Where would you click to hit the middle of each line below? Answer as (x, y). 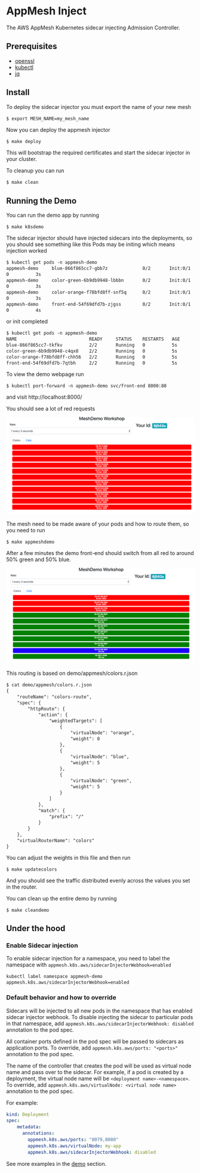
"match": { (52, 810)
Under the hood (36, 928)
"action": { (53, 715)
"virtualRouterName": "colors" (56, 840)
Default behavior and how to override (61, 998)
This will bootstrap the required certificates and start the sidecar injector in (98, 153)
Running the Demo (41, 201)
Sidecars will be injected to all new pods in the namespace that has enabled (99, 1011)
